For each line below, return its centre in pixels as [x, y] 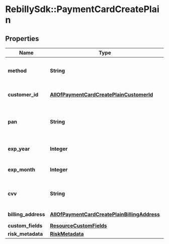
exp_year [19, 149]
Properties [22, 39]
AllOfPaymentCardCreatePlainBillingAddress [105, 214]
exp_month [21, 170]
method [17, 71]
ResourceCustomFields [78, 226]
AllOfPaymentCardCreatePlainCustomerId [102, 95]
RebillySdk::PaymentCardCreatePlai [82, 9]
